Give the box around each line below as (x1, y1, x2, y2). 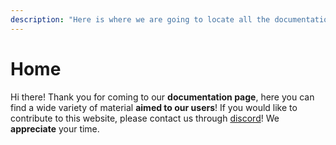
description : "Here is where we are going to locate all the (10, 14, 271, 25)
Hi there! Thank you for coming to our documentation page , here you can (10, 91, 315, 103)
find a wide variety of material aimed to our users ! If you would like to (10, 101, 298, 113)
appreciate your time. (10, 122, 100, 135)
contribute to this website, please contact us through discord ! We (10, 112, 280, 124)
